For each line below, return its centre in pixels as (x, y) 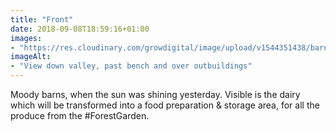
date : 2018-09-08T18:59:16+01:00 (80, 29)
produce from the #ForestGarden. (80, 115)
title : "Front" (42, 19)
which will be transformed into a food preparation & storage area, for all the (165, 105)
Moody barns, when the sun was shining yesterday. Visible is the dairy (155, 94)
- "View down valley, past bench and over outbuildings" (131, 66)
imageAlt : (31, 57)
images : (26, 38)
